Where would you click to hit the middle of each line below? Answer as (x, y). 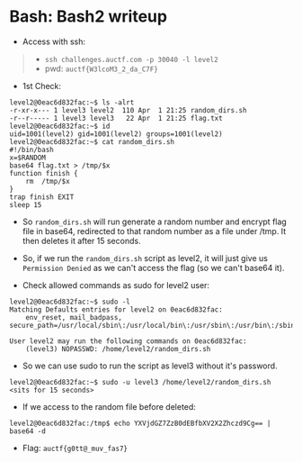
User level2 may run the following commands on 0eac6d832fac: (128, 341)
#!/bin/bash (31, 149)
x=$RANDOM (28, 158)
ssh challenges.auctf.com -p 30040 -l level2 (131, 59)
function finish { (44, 173)
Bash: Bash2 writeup (89, 17)
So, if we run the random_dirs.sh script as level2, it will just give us (145, 258)
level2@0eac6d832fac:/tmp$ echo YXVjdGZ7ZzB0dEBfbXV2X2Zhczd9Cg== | (140, 423)
